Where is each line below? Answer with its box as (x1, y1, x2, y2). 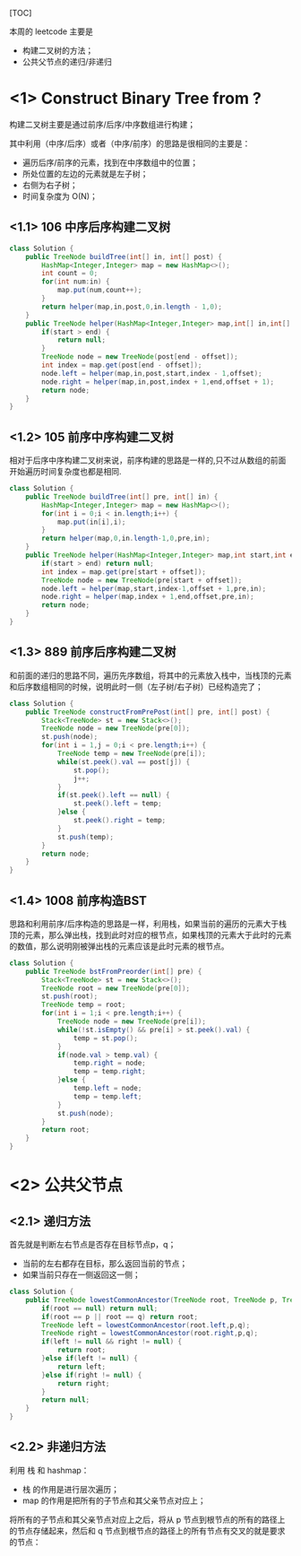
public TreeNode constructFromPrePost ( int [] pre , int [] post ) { (25, 708, 271, 717)
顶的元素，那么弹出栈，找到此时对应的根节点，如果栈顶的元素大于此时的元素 (9, 929, 292, 940)
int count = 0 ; (41, 269, 99, 278)
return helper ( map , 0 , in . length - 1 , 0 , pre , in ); (41, 534, 211, 543)
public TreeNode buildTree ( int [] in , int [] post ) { (25, 252, 222, 261)
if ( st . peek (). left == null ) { (56, 791, 170, 800)
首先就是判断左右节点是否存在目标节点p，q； (9, 1239, 176, 1250)
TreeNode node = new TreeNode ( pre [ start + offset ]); (41, 576, 243, 585)
